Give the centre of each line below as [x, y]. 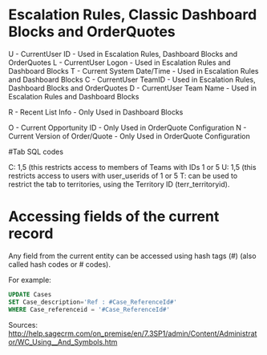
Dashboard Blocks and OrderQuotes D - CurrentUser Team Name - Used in [133, 88]
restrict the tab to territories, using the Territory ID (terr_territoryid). [119, 184]
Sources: [23, 325]
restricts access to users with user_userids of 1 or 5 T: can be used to [123, 175]
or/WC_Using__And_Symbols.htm [63, 341]
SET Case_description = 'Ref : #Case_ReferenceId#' [93, 302]
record [31, 234]
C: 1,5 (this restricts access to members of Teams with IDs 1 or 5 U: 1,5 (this [132, 167]
